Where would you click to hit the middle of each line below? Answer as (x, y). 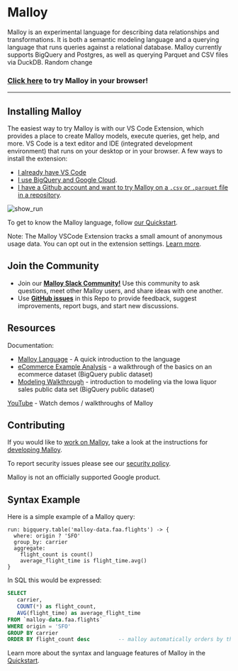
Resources (32, 328)
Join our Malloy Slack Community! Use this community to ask (109, 283)
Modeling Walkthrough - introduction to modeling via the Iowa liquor (117, 381)
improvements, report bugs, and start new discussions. (98, 305)
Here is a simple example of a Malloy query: (71, 517)
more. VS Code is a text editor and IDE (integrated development (100, 143)
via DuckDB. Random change (50, 62)
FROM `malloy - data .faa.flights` (55, 620)
